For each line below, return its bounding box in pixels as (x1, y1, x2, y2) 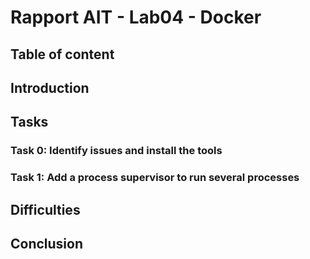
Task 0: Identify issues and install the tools (10, 144, 223, 158)
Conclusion (10, 235, 84, 252)
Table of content (10, 46, 115, 63)
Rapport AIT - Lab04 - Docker (10, 6, 262, 29)
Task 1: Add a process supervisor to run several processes (10, 171, 300, 185)
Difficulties (10, 201, 81, 218)
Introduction (10, 79, 90, 96)
